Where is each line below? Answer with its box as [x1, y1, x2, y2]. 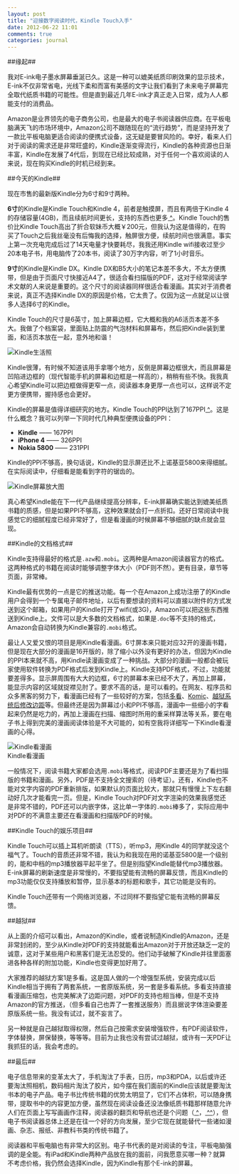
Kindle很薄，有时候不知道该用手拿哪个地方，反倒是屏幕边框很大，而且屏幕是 [7, 363, 232, 372]
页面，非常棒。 [7, 572, 51, 581]
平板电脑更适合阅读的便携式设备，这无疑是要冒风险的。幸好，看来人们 [26, 133, 232, 141]
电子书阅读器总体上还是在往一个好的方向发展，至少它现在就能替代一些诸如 [7, 1117, 225, 1125]
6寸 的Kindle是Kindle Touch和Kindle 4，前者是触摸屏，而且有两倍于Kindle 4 [7, 205, 229, 213]
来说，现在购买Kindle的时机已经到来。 [7, 159, 119, 168]
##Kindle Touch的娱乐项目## [7, 827, 93, 835]
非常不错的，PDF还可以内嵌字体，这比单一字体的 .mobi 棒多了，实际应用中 [13, 802, 229, 811]
